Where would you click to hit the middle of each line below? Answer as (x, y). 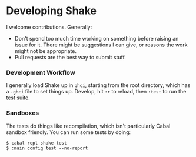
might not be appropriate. (45, 51)
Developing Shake (52, 11)
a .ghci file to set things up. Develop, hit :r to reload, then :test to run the (96, 92)
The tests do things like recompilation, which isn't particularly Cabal (88, 126)
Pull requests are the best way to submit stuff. (70, 57)
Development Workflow (41, 72)
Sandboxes (23, 113)
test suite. (18, 98)
